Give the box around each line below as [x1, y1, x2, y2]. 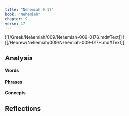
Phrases [5, 79, 23, 85]
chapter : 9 [5, 16, 28, 21]
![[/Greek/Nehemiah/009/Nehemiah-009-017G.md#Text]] [5, 34, 122, 40]
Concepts [5, 90, 26, 96]
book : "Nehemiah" [5, 12, 41, 17]
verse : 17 [5, 21, 26, 26]
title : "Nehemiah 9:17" [5, 7, 54, 12]
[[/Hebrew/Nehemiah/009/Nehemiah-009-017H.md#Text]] [5, 40, 125, 46]
